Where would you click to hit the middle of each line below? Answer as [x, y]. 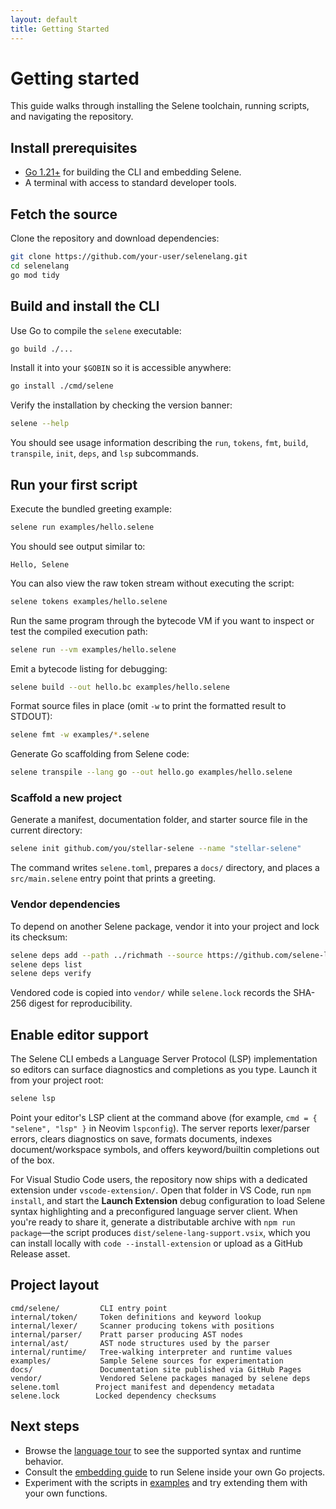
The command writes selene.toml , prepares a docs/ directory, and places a [165, 868]
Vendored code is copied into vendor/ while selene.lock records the [151, 993]
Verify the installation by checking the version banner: [121, 405]
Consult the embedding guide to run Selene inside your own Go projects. [175, 1472]
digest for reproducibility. [80, 1003]
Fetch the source [64, 214]
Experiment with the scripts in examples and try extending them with [166, 1482]
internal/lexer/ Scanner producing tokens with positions [142, 1326]
